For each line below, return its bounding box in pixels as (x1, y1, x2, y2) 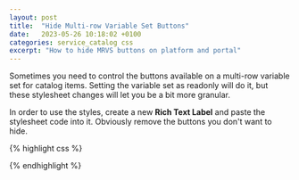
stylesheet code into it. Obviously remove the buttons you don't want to (9, 117, 272, 127)
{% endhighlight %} (9, 160, 82, 171)
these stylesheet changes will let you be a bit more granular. (9, 90, 230, 101)
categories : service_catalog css (9, 37, 134, 47)
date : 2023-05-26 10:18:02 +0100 (9, 29, 142, 38)
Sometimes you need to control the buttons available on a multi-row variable (9, 70, 290, 81)
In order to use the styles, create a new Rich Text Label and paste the (9, 107, 266, 118)
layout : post (9, 12, 58, 22)
